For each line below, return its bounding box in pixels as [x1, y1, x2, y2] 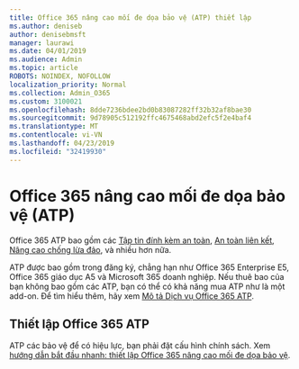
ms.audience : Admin [9, 55, 83, 64]
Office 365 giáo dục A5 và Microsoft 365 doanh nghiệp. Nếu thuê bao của [9, 271, 285, 282]
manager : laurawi [9, 38, 75, 48]
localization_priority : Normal [9, 80, 127, 89]
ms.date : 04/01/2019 [9, 47, 87, 56]
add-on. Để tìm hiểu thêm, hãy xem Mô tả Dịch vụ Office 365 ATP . [9, 290, 255, 301]
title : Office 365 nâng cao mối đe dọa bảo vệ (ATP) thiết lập [9, 13, 252, 22]
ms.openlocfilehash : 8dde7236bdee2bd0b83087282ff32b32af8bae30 [9, 105, 252, 114]
